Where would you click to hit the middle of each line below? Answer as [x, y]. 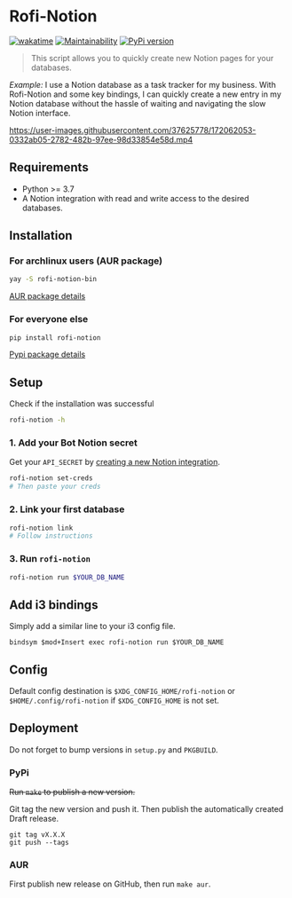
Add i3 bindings [54, 605]
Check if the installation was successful [82, 404]
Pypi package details [47, 354]
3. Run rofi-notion [50, 559]
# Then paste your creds [55, 487]
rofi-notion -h [37, 420]
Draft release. [34, 819]
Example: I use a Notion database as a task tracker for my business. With [143, 84]
